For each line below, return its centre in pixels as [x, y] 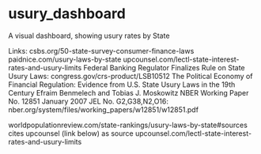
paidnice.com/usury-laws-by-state [65, 59]
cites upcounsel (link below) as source [71, 133]
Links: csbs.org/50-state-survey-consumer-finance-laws [101, 51]
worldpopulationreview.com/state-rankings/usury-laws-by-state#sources [128, 125]
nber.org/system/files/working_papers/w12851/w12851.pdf [104, 109]
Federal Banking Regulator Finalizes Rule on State [164, 67]
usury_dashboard [67, 14]
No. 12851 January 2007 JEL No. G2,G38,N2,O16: [88, 101]
